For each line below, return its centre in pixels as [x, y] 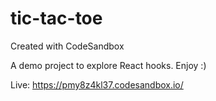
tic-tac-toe [56, 18]
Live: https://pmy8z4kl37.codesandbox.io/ [97, 84]
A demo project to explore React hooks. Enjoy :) [108, 65]
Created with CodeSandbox [67, 46]
